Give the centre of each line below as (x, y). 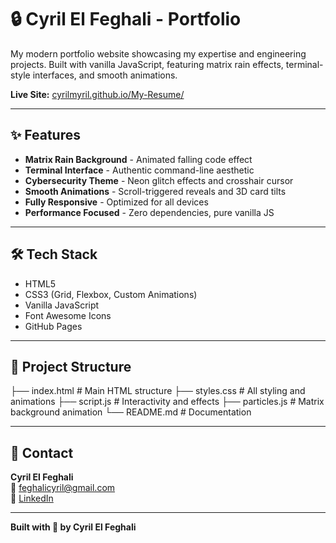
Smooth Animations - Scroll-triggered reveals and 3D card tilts (155, 191)
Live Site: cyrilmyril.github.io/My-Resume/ (97, 94)
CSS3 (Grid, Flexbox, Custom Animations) (111, 294)
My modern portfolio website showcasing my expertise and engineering (158, 53)
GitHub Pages (53, 326)
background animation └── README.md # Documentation (131, 412)
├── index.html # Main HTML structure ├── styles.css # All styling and (158, 391)
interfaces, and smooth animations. (105, 75)
